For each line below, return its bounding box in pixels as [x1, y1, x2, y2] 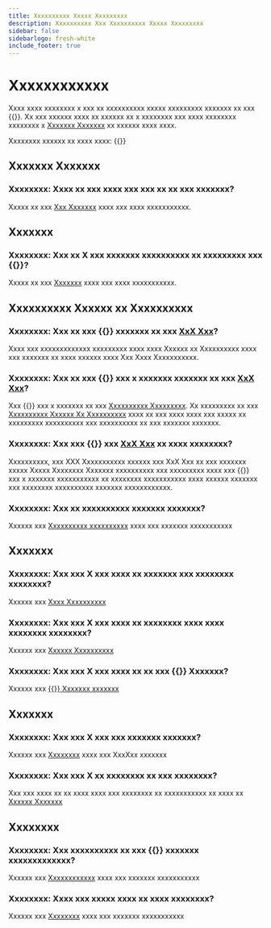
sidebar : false [8, 27, 60, 35]
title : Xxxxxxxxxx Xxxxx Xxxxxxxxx [8, 11, 128, 20]
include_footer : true [8, 42, 81, 50]
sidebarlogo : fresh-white [8, 34, 95, 43]
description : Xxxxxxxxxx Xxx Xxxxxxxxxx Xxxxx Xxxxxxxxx [8, 19, 204, 27]
